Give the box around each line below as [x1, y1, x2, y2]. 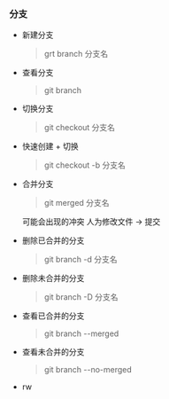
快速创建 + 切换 [21, 141, 79, 152]
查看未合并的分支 [21, 347, 85, 357]
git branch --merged [43, 328, 119, 339]
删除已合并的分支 [21, 235, 85, 246]
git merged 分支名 [43, 198, 110, 208]
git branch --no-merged [43, 364, 133, 375]
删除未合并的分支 [21, 273, 85, 284]
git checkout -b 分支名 [43, 160, 127, 170]
